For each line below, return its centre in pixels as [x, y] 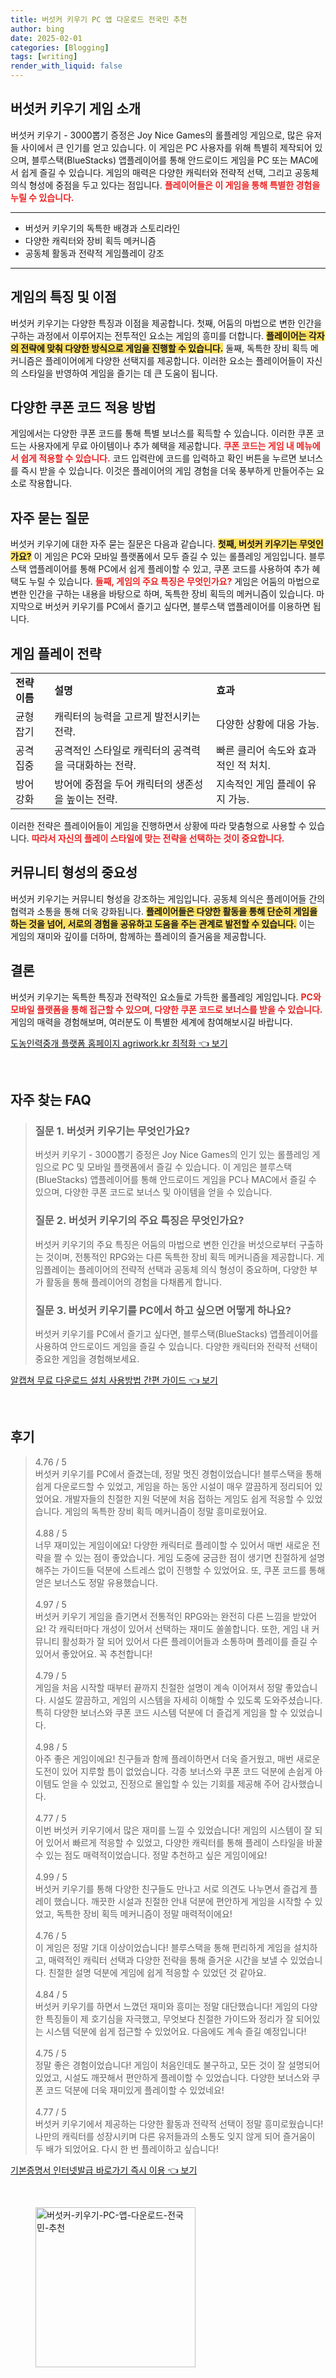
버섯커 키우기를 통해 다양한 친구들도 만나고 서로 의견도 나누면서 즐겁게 [171, 1888]
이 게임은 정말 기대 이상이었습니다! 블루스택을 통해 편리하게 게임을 [163, 1947]
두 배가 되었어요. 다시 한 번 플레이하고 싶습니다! [127, 2148]
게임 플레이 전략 [56, 653]
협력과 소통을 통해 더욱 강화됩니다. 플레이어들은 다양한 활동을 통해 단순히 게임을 [164, 911]
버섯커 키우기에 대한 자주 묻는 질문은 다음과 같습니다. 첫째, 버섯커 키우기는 [154, 544]
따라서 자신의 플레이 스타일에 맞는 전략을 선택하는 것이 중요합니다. [158, 838]
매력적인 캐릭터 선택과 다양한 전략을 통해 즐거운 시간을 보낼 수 [168, 1960]
